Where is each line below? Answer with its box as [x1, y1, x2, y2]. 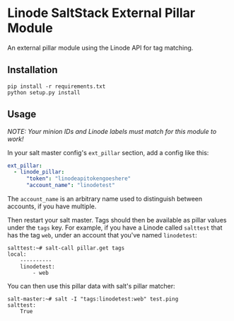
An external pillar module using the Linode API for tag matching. [7, 43, 194, 52]
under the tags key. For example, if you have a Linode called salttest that [7, 223, 223, 232]
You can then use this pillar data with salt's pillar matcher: [7, 282, 175, 291]
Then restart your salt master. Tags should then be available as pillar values [7, 216, 227, 225]
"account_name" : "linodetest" [25, 182, 115, 189]
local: [7, 251, 27, 258]
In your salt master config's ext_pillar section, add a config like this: [7, 148, 209, 157]
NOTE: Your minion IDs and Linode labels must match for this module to [7, 127, 217, 135]
